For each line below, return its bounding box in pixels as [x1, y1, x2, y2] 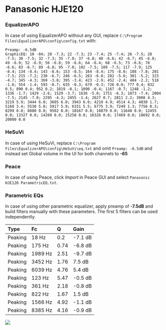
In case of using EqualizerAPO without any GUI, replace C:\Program [5, 32, 143, 38]
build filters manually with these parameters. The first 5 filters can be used [5, 209, 158, 215]
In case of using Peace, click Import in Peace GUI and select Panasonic [5, 174, 150, 180]
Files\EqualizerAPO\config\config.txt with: [5, 38, 97, 44]
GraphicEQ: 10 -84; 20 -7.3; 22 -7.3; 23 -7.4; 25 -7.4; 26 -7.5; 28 [5, 52, 153, 57]
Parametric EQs [5, 192, 44, 199]
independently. [5, 214, 36, 220]
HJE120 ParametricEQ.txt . [5, 180, 58, 186]
